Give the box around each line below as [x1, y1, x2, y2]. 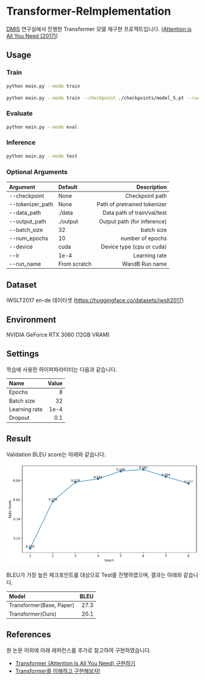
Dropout [9, 414, 30, 422]
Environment [6, 315, 57, 325]
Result [6, 433, 32, 444]
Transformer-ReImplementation [6, 4, 171, 18]
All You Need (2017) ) [6, 32, 59, 39]
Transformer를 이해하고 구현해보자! [15, 667, 101, 674]
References [6, 629, 51, 640]
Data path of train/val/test [103, 209, 167, 217]
